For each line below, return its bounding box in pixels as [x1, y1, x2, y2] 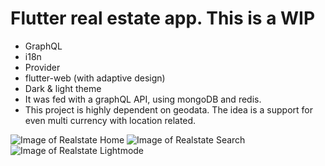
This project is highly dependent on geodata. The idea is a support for [24, 103, 313, 116]
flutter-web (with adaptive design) [24, 72, 166, 84]
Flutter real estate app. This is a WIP [10, 7, 316, 30]
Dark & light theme [24, 82, 102, 94]
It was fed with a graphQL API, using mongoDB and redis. [24, 93, 262, 105]
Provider [24, 61, 61, 73]
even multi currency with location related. [24, 114, 197, 126]
